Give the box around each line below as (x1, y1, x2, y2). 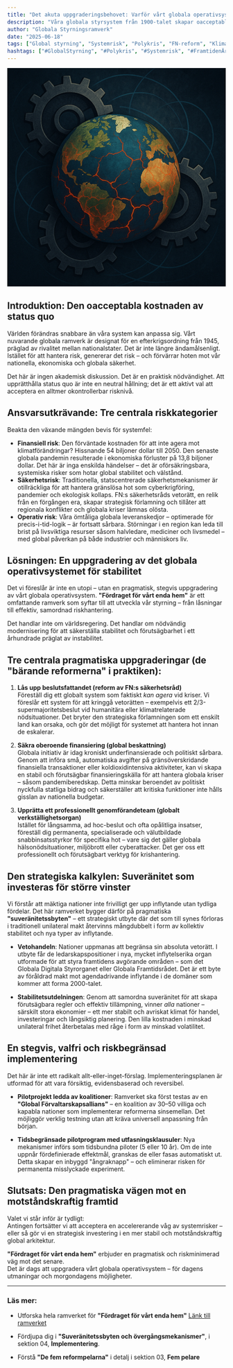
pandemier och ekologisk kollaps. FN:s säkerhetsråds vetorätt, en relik (17, 490, 218, 499)
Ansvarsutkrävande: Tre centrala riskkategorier (7, 407, 218, 419)
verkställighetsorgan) (17, 813, 82, 822)
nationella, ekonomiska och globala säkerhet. (7, 358, 137, 367)
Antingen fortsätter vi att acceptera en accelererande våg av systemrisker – (7, 1221, 223, 1230)
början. (17, 1122, 38, 1130)
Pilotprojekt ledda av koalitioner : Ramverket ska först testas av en (17, 1092, 208, 1100)
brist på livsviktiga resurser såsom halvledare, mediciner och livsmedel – (17, 527, 225, 535)
